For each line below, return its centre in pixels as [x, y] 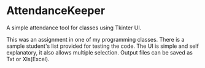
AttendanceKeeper [56, 11]
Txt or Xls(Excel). [28, 59]
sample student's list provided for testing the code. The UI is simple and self [103, 46]
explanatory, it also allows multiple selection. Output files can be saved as [100, 52]
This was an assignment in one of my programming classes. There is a [95, 39]
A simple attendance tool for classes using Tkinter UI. [74, 28]
